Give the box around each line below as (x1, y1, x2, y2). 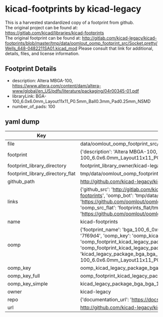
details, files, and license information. (5, 50, 80, 56)
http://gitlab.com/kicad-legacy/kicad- (81, 35, 157, 41)
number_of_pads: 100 (12, 103, 56, 109)
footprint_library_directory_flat (7, 170, 76, 177)
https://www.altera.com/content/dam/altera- (12, 83, 101, 89)
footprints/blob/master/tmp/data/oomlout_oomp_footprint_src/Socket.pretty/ (5, 40, 158, 46)
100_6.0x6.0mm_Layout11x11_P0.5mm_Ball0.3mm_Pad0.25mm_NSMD (12, 98, 151, 104)
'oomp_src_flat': (80, 204, 116, 211)
